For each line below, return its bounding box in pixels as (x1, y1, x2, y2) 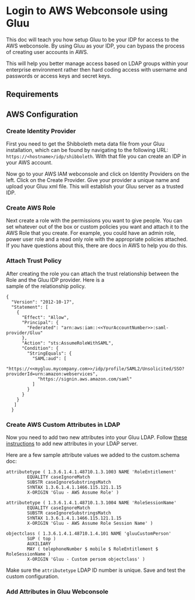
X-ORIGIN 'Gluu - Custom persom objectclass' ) (27, 556, 145, 562)
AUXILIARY (27, 541, 51, 547)
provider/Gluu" (6, 330, 43, 336)
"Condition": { (21, 345, 59, 351)
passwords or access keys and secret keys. (6, 72, 112, 79)
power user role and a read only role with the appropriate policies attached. (6, 236, 188, 243)
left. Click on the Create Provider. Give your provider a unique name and (6, 177, 180, 184)
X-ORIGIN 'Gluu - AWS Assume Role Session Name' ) (27, 520, 153, 526)
